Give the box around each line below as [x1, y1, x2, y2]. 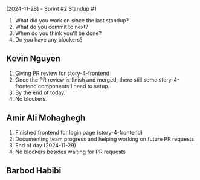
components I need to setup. [38, 82, 110, 89]
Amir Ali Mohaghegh [6, 113, 86, 123]
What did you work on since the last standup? [15, 17, 129, 24]
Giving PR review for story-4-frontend [15, 69, 110, 77]
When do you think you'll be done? [15, 30, 102, 37]
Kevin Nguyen [6, 54, 60, 64]
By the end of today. [15, 89, 66, 96]
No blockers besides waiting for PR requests [15, 148, 126, 155]
